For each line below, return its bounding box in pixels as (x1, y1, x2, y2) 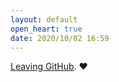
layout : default (10, 14, 78, 25)
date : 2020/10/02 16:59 (10, 33, 110, 43)
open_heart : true (10, 24, 83, 34)
